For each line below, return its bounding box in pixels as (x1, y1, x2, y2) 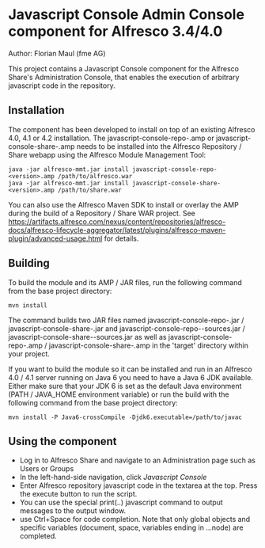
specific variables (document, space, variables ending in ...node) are (19, 523, 244, 532)
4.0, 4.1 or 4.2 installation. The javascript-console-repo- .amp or (8, 133, 215, 143)
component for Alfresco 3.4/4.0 (8, 22, 223, 40)
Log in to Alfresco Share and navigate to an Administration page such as (19, 455, 256, 465)
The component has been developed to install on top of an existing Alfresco (8, 124, 256, 134)
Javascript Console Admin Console (8, 6, 245, 24)
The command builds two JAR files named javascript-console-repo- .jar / (8, 315, 244, 325)
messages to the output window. (19, 506, 127, 516)
